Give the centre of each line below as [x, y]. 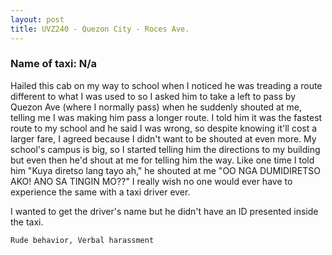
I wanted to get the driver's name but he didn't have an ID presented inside [164, 211]
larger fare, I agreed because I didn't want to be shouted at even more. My [163, 138]
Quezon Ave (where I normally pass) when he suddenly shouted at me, [156, 107]
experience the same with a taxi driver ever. [100, 192]
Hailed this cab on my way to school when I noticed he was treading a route [166, 85]
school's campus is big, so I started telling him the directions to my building [165, 149]
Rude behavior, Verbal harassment [82, 240]
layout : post [37, 19]
